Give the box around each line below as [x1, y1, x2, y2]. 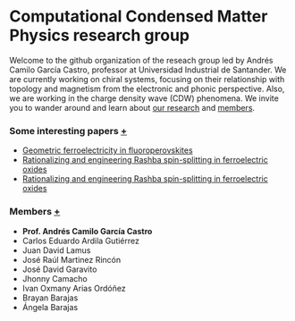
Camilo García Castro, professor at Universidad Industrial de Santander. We [9, 64, 287, 75]
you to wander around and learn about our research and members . [9, 102, 256, 113]
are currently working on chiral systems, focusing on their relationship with [9, 73, 285, 84]
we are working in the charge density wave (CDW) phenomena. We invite [9, 92, 279, 104]
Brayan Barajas [21, 292, 79, 303]
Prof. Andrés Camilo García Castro [21, 225, 153, 236]
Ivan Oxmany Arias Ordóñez [21, 283, 127, 293]
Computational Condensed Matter [9, 6, 268, 27]
